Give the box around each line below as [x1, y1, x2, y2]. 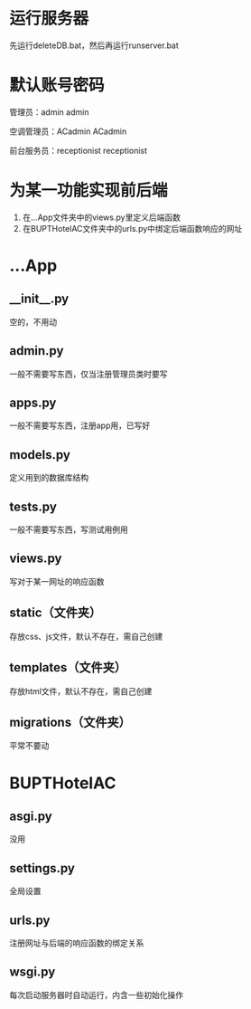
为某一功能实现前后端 [9, 180, 169, 201]
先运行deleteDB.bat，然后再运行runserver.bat [9, 40, 179, 51]
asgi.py [9, 808, 52, 823]
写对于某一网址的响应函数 [9, 576, 105, 586]
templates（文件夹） [9, 660, 127, 675]
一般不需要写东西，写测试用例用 [9, 524, 128, 535]
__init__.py [9, 291, 70, 307]
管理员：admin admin [9, 106, 89, 118]
